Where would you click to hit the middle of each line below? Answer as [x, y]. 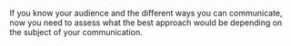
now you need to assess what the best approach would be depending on [146, 23]
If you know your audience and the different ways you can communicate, [146, 13]
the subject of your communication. [76, 32]
